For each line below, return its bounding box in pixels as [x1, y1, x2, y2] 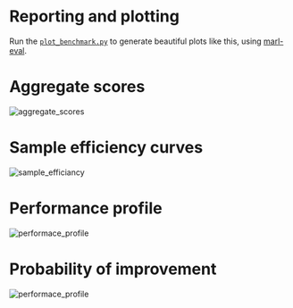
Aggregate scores [9, 77, 146, 97]
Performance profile [9, 198, 163, 218]
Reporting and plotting [9, 6, 180, 27]
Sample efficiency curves [9, 137, 204, 158]
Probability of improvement [9, 259, 217, 279]
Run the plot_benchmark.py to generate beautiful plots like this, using [9, 36, 262, 46]
